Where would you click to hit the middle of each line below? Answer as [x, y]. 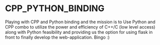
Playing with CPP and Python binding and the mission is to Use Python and [80, 22]
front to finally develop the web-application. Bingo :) [57, 37]
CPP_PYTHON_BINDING [55, 8]
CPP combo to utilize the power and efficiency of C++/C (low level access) [80, 27]
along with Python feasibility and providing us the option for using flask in [79, 32]
